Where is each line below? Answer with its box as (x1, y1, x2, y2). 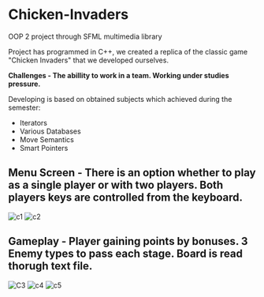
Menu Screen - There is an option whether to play (8, 166, 256, 179)
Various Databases (19, 126, 81, 136)
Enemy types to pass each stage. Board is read (8, 247, 243, 261)
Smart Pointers (19, 143, 69, 152)
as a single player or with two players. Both (8, 179, 224, 192)
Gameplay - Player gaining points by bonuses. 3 (8, 235, 248, 248)
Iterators (19, 118, 47, 127)
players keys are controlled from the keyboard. (8, 191, 243, 205)
